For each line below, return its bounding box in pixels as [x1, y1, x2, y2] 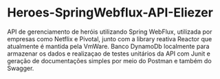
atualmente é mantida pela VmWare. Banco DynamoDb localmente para [7, 42, 210, 50]
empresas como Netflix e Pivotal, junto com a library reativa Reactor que [7, 34, 212, 43]
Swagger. [7, 64, 34, 72]
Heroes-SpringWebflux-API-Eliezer [7, 5, 213, 21]
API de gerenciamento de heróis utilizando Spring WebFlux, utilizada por [7, 27, 212, 36]
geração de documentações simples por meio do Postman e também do [7, 56, 212, 65]
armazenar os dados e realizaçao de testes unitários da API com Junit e [7, 49, 211, 58]
